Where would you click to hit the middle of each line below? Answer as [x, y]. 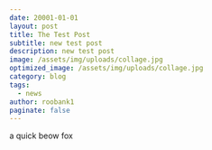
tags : [19, 85]
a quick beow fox [41, 136]
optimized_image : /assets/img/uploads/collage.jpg [106, 69]
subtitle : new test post [56, 43]
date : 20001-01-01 [44, 18]
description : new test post [62, 52]
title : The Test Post [50, 34]
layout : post [34, 26]
